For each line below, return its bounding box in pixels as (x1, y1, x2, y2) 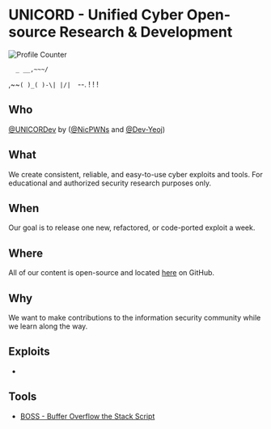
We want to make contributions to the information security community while (8, 313, 261, 322)
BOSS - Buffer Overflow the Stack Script (19, 411, 155, 421)
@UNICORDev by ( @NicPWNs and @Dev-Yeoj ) (8, 124, 166, 134)
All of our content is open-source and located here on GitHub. (8, 268, 215, 278)
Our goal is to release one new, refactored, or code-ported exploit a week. (8, 223, 256, 232)
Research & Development (59, 23, 233, 41)
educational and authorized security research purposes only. (8, 178, 212, 188)
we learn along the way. (8, 321, 88, 331)
